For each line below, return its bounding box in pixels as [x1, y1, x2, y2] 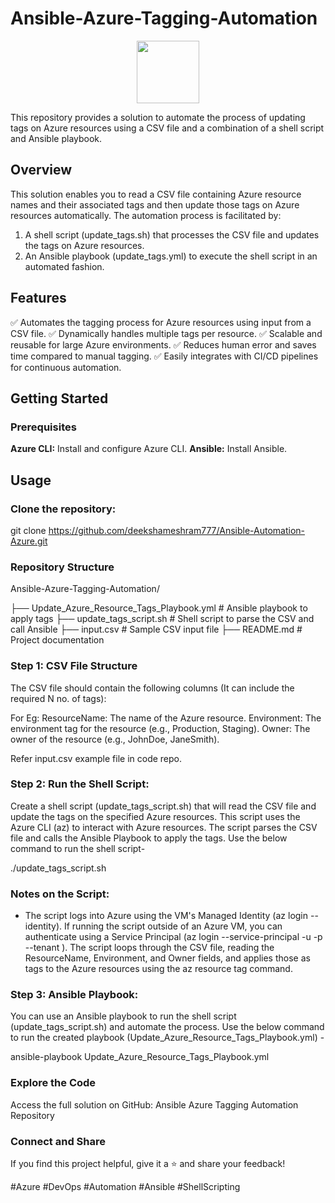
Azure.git [10, 535, 48, 547]
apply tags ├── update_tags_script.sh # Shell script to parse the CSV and [10, 613, 315, 625]
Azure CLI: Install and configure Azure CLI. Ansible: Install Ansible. [10, 443, 288, 455]
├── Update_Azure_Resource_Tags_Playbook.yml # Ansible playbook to [10, 602, 308, 614]
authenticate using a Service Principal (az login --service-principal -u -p [24, 931, 323, 943]
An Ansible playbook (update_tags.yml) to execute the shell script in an [24, 250, 318, 262]
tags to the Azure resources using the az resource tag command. [24, 963, 293, 975]
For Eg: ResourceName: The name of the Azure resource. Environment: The [10, 712, 322, 724]
